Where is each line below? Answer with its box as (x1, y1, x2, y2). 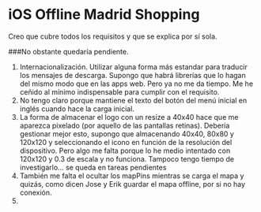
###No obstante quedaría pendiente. (8, 46, 129, 56)
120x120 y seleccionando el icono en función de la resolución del (19, 137, 233, 147)
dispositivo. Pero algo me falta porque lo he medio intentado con (19, 146, 231, 155)
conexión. (19, 188, 53, 197)
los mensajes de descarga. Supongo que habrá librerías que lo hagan (19, 70, 247, 80)
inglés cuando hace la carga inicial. (19, 104, 134, 113)
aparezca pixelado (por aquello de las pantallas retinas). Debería (19, 121, 230, 130)
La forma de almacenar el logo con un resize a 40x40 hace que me (19, 112, 239, 121)
